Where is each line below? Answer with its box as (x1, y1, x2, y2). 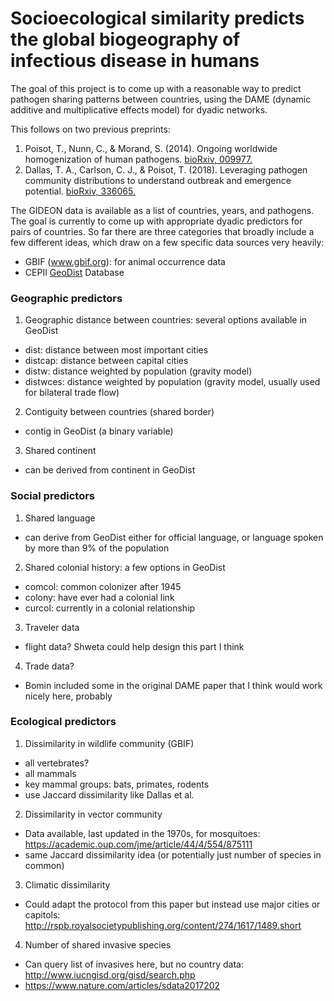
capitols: (24, 908, 61, 921)
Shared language (24, 512, 96, 524)
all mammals (24, 767, 77, 779)
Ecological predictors (10, 715, 117, 729)
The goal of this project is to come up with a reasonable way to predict (10, 82, 302, 94)
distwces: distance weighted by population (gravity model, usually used (24, 376, 321, 388)
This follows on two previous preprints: (10, 123, 171, 135)
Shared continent (24, 445, 97, 457)
